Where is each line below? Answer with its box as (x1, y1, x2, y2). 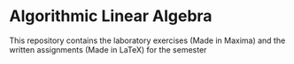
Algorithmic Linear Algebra (9, 6, 213, 26)
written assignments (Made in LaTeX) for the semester (9, 44, 207, 54)
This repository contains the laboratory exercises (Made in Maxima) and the (9, 35, 286, 46)
